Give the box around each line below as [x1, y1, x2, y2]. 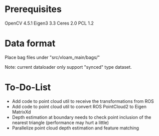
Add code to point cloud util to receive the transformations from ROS [12, 98, 154, 104]
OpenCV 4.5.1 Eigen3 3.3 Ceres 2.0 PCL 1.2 [5, 20, 94, 26]
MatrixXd [12, 109, 31, 115]
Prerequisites [5, 4, 62, 15]
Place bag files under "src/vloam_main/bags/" [5, 54, 100, 60]
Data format [5, 38, 56, 49]
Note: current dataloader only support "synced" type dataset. [5, 64, 132, 70]
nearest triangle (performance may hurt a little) [12, 119, 109, 125]
